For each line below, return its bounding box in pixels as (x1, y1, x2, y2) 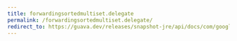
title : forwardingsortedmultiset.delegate (7, 10, 134, 17)
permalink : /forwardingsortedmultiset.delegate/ (7, 17, 153, 24)
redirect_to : (7, 23, 46, 30)
